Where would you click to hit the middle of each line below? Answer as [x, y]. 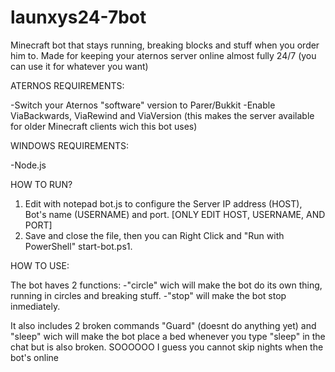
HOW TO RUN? [41, 184]
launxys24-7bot [78, 17]
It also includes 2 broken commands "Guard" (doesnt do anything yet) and [163, 325]
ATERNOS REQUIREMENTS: [67, 85]
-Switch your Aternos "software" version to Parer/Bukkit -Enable [143, 105]
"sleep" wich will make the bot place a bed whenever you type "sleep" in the [168, 336]
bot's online [34, 357]
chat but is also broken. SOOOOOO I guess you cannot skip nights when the [167, 347]
